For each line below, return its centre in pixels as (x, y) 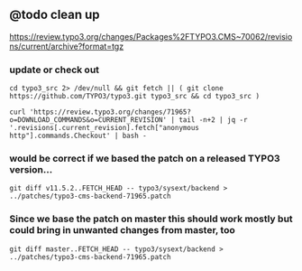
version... (31, 170)
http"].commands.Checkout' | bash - (78, 136)
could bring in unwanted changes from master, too (123, 230)
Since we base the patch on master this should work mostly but (151, 219)
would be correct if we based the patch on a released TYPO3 (145, 159)
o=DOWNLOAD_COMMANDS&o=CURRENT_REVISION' (88, 120)
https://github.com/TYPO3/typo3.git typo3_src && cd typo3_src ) (134, 97)
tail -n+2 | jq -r (213, 120)
